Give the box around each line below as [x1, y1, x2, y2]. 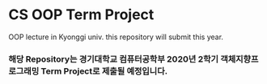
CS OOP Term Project [8, 6, 155, 24]
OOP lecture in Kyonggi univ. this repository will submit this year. [8, 32, 224, 42]
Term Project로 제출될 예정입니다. [40, 66, 168, 77]
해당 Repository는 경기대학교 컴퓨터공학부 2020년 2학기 [8, 54, 219, 65]
